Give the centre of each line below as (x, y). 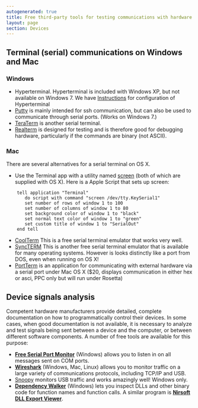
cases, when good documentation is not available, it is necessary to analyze (99, 324)
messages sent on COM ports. (52, 361)
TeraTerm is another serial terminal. (58, 123)
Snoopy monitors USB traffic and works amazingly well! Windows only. (101, 380)
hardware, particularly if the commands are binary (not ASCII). (91, 136)
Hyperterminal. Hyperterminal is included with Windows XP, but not (97, 91)
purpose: (17, 343)
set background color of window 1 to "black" (82, 214)
